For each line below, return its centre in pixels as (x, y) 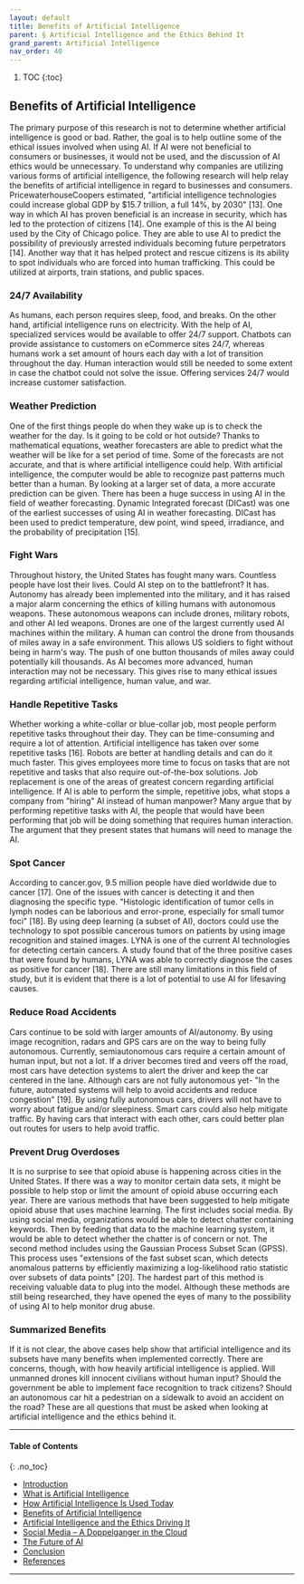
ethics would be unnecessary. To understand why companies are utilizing (146, 166)
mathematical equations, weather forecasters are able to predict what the (146, 445)
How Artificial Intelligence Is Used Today (98, 1503)
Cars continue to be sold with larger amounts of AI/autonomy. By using (141, 1032)
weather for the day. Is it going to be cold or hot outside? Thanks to (135, 435)
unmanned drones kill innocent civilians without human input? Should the (146, 1378)
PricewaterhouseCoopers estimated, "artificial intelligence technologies (143, 195)
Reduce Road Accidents (63, 1012)
